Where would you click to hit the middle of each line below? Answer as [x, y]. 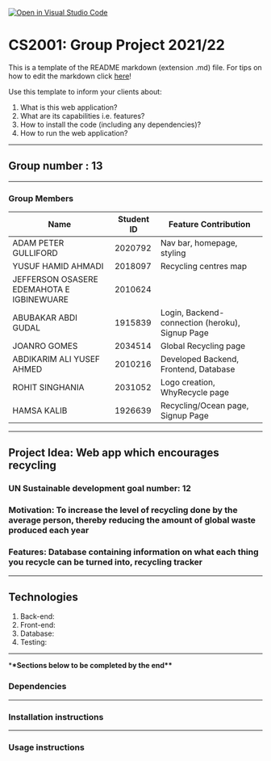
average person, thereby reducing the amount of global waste [132, 520]
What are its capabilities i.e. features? [82, 116]
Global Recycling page [203, 346]
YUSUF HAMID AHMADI [58, 267]
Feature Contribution [209, 225]
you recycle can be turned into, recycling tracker [106, 562]
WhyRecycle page [195, 393]
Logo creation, [188, 382]
